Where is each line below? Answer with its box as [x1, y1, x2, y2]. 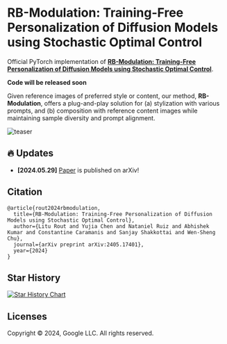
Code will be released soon [7, 78, 87, 86]
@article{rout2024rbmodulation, [7, 204, 101, 211]
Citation [7, 186, 43, 198]
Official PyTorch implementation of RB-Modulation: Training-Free [7, 57, 196, 65]
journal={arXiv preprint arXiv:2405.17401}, [13, 241, 144, 248]
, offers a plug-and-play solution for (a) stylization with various [40, 99, 220, 107]
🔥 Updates [7, 147, 54, 159]
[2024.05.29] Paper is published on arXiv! [17, 165, 140, 174]
